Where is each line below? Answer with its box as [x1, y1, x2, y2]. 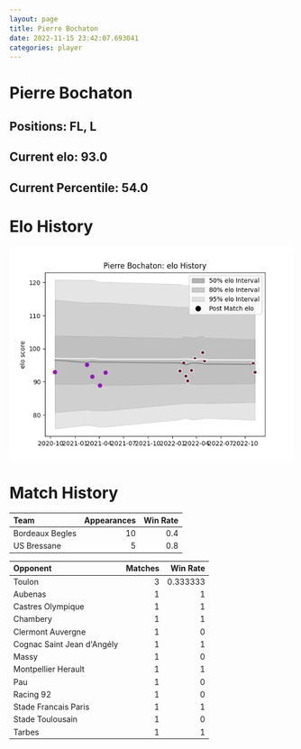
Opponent [13, 563, 52, 574]
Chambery [13, 614, 52, 625]
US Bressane [13, 541, 61, 552]
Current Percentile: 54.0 [9, 180, 149, 196]
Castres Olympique [13, 601, 85, 612]
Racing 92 [13, 689, 51, 699]
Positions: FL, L [9, 118, 97, 134]
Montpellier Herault [13, 663, 86, 675]
